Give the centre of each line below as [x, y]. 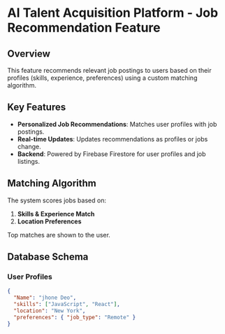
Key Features [37, 107]
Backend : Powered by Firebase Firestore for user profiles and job [111, 154]
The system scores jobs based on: [57, 200]
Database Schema [48, 257]
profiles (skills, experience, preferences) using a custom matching [102, 78]
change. [29, 146]
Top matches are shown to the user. [59, 235]
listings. [29, 161]
